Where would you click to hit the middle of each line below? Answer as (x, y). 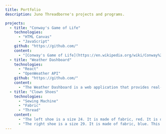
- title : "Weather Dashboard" (41, 60)
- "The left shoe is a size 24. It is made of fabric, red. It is (88, 119)
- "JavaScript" (34, 42)
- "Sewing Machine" (38, 101)
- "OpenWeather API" (39, 74)
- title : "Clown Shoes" (34, 92)
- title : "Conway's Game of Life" (45, 28)
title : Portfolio (23, 10)
